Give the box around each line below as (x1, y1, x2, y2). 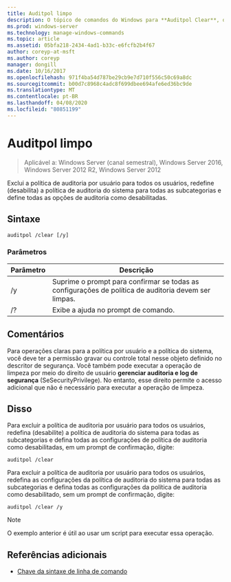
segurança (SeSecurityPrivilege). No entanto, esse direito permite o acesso (7, 376, 222, 384)
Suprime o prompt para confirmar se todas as (52, 276, 199, 286)
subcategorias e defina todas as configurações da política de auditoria (7, 483, 208, 491)
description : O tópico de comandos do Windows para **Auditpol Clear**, (7, 16, 220, 23)
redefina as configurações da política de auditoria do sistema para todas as (7, 475, 221, 484)
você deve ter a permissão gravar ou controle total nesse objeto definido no (7, 354, 222, 362)
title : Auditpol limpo (7, 10, 72, 17)
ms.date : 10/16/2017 (7, 67, 67, 74)
